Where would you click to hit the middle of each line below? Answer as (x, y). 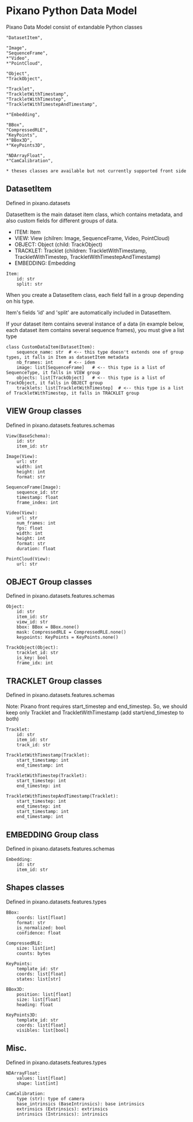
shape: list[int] (38, 1083)
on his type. (20, 301)
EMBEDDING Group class (52, 835)
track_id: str (34, 745)
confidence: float (39, 933)
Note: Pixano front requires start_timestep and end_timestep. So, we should (97, 706)
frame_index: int (38, 502)
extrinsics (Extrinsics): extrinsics (62, 1109)
